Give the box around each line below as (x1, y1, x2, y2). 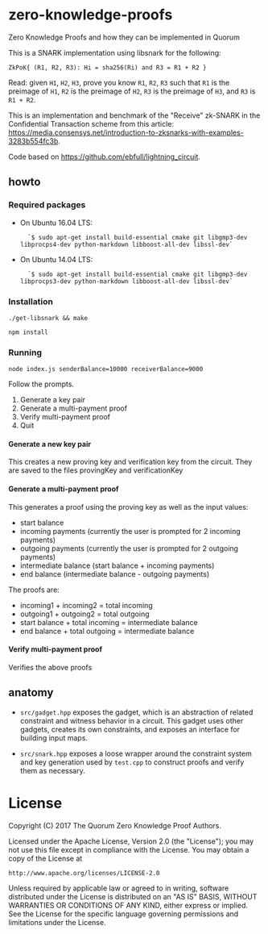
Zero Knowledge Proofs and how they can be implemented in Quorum (8, 32, 240, 42)
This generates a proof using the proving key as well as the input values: (8, 502, 249, 511)
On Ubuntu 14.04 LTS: (19, 254, 93, 264)
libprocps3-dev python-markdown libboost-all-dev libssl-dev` (19, 277, 233, 286)
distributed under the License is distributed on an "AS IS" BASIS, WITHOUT (8, 891, 258, 901)
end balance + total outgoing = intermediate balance (19, 626, 195, 636)
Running (8, 347, 43, 358)
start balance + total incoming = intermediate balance (19, 617, 199, 627)
